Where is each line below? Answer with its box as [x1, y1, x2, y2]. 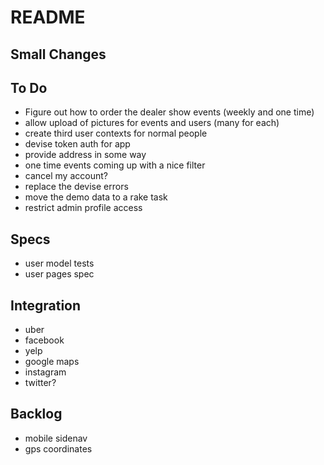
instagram [24, 366, 67, 378]
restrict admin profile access [24, 202, 143, 214]
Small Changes [10, 46, 107, 63]
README [10, 6, 86, 29]
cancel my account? [24, 170, 108, 182]
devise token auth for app [24, 138, 131, 150]
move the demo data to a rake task [24, 191, 168, 203]
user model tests [24, 257, 95, 270]
